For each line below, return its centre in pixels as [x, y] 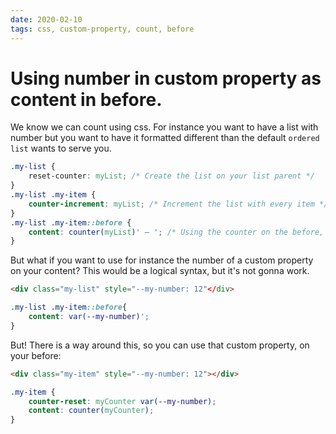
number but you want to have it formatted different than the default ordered [165, 138]
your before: [36, 355]
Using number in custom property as [166, 78]
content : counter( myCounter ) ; [91, 411]
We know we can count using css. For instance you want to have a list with [164, 127]
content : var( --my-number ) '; [89, 317]
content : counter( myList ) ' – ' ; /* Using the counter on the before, [176, 232]
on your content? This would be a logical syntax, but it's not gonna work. [160, 271]
